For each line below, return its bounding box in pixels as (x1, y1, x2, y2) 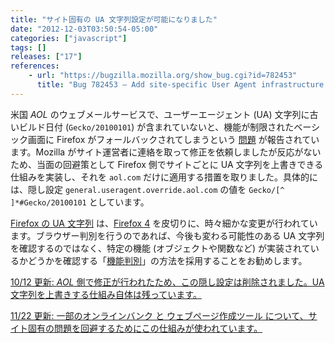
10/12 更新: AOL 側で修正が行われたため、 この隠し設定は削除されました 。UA (10, 276, 325, 288)
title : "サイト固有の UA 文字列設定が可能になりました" (10, 14, 218, 25)
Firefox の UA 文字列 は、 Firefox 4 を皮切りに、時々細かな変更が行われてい (10, 217, 318, 229)
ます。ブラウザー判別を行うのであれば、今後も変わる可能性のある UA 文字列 (10, 229, 325, 241)
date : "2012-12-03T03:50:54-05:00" (10, 24, 159, 34)
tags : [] (10, 42, 47, 53)
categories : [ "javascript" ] (10, 33, 128, 43)
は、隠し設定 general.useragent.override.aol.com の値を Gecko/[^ (10, 183, 285, 195)
